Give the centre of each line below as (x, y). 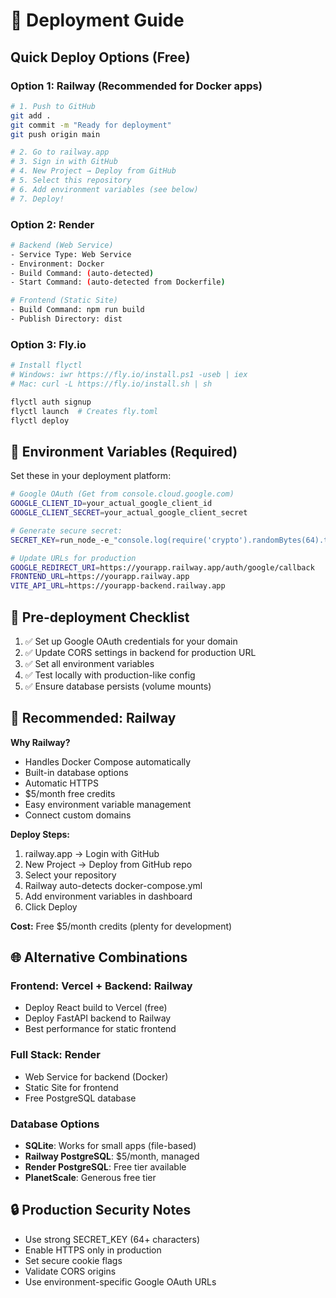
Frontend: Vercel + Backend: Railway (101, 986)
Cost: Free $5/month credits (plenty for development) (121, 926)
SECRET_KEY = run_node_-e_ (62, 540)
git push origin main (55, 134)
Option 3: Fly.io (48, 344)
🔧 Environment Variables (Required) (124, 451)
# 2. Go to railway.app (60, 152)
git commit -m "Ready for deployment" (91, 125)
